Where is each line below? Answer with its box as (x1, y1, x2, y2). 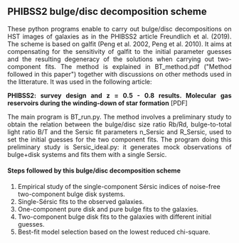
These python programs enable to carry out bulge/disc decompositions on (7, 24, 232, 33)
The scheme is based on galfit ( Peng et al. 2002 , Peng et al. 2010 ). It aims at (7, 39, 233, 48)
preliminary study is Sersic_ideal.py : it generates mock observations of (7, 142, 232, 151)
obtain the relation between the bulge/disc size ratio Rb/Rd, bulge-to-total (7, 120, 232, 129)
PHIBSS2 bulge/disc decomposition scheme (7, 6, 208, 18)
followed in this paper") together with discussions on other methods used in (7, 70, 232, 78)
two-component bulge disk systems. (17, 190, 126, 198)
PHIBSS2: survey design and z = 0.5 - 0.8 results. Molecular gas (7, 91, 232, 99)
